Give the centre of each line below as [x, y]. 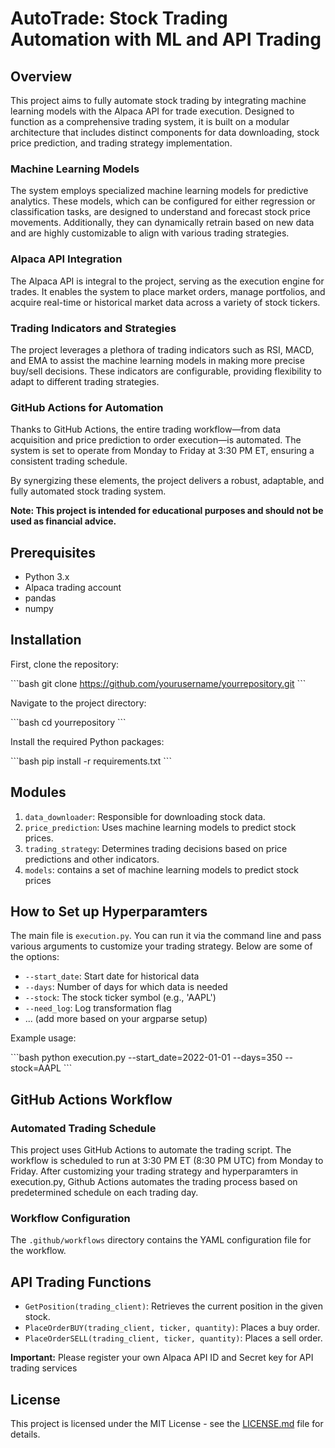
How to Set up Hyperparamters [109, 912]
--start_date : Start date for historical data [112, 976]
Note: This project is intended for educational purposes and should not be [167, 511]
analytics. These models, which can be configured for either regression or [163, 201]
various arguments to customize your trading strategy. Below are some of [161, 946]
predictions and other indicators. [92, 859]
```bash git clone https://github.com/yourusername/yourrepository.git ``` [158, 683]
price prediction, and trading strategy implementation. [121, 143]
